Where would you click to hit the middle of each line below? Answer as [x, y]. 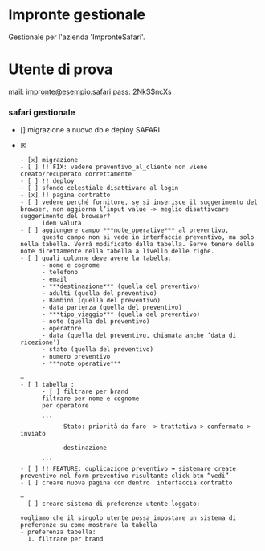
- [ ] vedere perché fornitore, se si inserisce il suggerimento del [139, 202]
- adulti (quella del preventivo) [99, 294]
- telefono [60, 273]
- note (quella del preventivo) [96, 322]
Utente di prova [61, 69]
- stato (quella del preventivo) [98, 350]
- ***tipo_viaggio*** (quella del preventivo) [121, 314]
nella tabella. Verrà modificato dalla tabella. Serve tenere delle [137, 245]
